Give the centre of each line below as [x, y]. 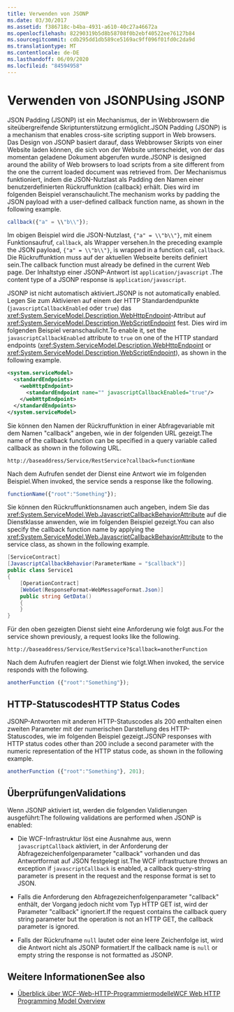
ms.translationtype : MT [42, 46]
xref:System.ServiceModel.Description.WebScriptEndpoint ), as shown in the [117, 353]
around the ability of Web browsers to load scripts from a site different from [116, 164]
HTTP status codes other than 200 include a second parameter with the [111, 743]
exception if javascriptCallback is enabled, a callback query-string [114, 868]
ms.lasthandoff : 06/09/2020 [48, 59]
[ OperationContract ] [50, 583]
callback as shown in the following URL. [65, 448]
